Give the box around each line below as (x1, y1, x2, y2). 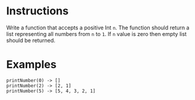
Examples (6, 58, 57, 71)
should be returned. (6, 37, 56, 44)
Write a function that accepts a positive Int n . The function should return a (6, 24, 190, 31)
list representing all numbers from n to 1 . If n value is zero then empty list (6, 30, 187, 37)
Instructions (6, 4, 69, 18)
